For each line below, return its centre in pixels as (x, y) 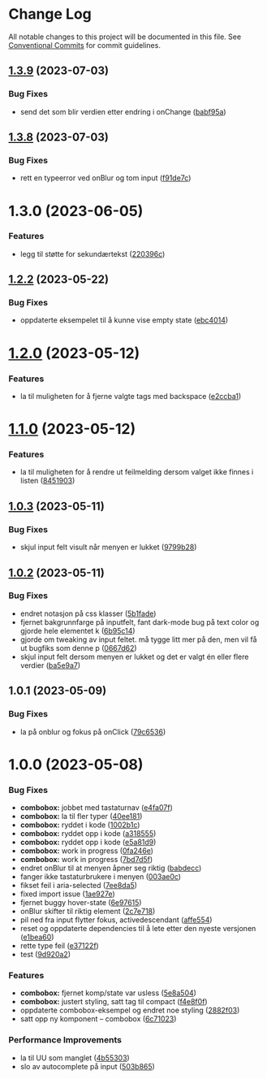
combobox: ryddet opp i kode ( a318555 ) (88, 833)
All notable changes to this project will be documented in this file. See (125, 37)
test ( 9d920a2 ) (45, 954)
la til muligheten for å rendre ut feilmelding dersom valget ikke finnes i (137, 472)
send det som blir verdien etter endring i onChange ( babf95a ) (123, 111)
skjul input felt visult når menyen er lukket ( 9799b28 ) (108, 547)
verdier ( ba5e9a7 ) (50, 665)
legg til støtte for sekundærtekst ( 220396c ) (93, 253)
